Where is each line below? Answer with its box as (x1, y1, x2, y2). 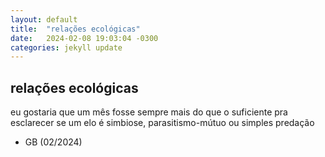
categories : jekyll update (10, 42, 123, 53)
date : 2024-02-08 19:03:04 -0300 (10, 33, 159, 43)
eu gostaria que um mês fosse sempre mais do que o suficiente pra (10, 106, 288, 118)
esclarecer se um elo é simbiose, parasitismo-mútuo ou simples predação (10, 117, 315, 129)
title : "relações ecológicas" (10, 24, 141, 34)
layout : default (10, 14, 78, 25)
